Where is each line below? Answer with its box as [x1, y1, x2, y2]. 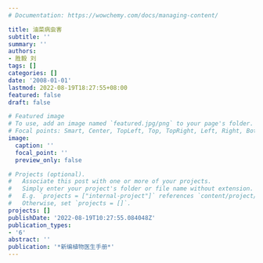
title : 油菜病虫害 [8, 25, 63, 34]
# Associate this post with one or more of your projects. [8, 178, 212, 186]
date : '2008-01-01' [8, 76, 72, 85]
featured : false [8, 91, 61, 99]
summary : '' [8, 40, 47, 48]
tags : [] [8, 62, 37, 70]
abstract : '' [8, 236, 51, 243]
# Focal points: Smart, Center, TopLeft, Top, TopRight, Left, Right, [8, 127, 243, 135]
